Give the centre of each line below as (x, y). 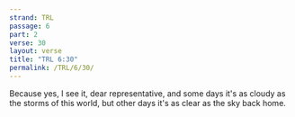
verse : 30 (28, 43)
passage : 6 (30, 26)
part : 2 (24, 34)
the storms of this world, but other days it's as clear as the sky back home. (147, 103)
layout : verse (36, 51)
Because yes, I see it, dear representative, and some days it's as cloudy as (147, 93)
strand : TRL (31, 18)
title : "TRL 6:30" (44, 59)
